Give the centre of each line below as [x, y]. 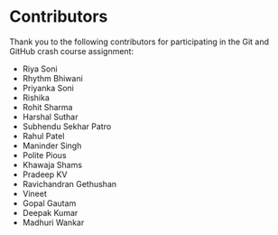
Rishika [36, 98]
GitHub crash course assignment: [71, 51]
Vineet [35, 193]
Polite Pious [44, 155]
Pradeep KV [45, 174]
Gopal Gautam [49, 203]
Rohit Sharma [47, 107]
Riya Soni [40, 69]
